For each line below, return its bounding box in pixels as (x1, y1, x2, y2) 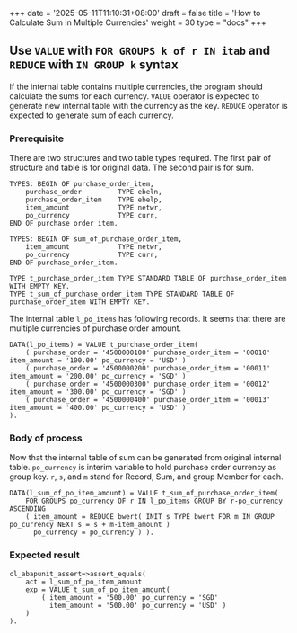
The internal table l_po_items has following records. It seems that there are (9, 314, 286, 325)
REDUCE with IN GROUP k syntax (9, 58, 179, 73)
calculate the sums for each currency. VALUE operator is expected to (9, 90, 260, 102)
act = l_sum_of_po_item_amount (25, 577, 143, 586)
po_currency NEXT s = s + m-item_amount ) (9, 521, 170, 530)
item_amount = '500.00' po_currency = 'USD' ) (48, 601, 227, 610)
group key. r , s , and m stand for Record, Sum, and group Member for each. (9, 471, 284, 482)
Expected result (9, 548, 80, 561)
